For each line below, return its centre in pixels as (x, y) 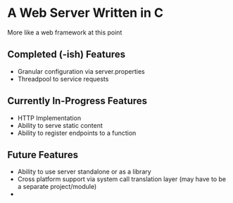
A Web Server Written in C (86, 13)
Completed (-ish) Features (67, 54)
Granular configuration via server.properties (81, 71)
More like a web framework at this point (65, 32)
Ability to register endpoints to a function (77, 133)
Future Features (43, 155)
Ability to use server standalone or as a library (84, 172)
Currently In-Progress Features (77, 101)
